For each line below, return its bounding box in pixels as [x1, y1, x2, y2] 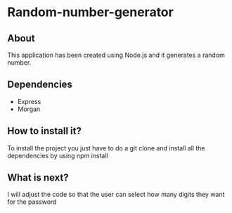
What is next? [7, 172, 69, 183]
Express [17, 97, 41, 105]
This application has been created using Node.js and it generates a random [7, 51, 225, 59]
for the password [7, 198, 57, 206]
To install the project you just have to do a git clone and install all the [7, 143, 205, 152]
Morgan [17, 105, 41, 113]
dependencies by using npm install [7, 151, 108, 160]
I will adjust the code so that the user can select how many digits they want [7, 191, 225, 199]
